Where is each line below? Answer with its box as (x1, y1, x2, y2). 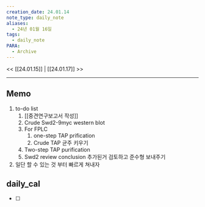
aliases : (6, 20, 29, 26)
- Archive (12, 49, 37, 55)
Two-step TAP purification (24, 146, 90, 153)
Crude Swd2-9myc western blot (24, 119, 106, 126)
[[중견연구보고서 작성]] (24, 112, 78, 119)
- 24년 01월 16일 (12, 26, 52, 32)
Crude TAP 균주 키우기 (33, 139, 88, 146)
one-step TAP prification (33, 132, 96, 139)
